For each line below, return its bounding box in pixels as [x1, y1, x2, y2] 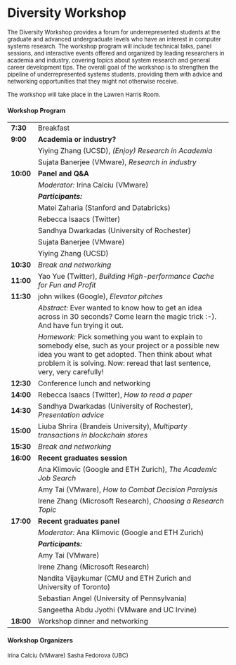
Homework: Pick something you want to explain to [37, 332, 203, 342]
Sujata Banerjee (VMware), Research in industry [37, 157, 197, 167]
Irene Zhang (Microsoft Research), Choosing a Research [37, 496, 225, 506]
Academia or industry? [37, 135, 117, 145]
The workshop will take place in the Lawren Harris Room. [7, 90, 161, 98]
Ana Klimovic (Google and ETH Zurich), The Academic [37, 465, 218, 475]
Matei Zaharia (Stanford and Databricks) [37, 203, 171, 213]
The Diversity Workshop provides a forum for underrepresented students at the [7, 28, 221, 36]
